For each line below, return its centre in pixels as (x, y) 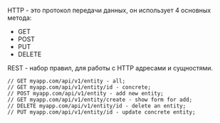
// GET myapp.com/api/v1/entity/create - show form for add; (100, 100)
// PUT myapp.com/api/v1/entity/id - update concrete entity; (101, 112)
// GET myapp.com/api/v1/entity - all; (67, 81)
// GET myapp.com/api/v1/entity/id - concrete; (79, 87)
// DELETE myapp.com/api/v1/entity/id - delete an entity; (97, 106)
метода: (20, 18)
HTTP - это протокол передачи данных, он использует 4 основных (109, 10)
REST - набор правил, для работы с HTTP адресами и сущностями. (110, 68)
